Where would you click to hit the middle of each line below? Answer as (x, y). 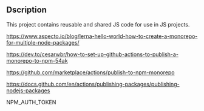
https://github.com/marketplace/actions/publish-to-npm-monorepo (90, 72)
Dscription (27, 10)
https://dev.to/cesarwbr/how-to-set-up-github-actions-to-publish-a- (93, 54)
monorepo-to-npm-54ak (37, 60)
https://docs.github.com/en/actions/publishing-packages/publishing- (93, 84)
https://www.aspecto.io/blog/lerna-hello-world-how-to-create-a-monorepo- (102, 36)
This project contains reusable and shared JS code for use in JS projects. (98, 24)
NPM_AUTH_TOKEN (31, 102)
